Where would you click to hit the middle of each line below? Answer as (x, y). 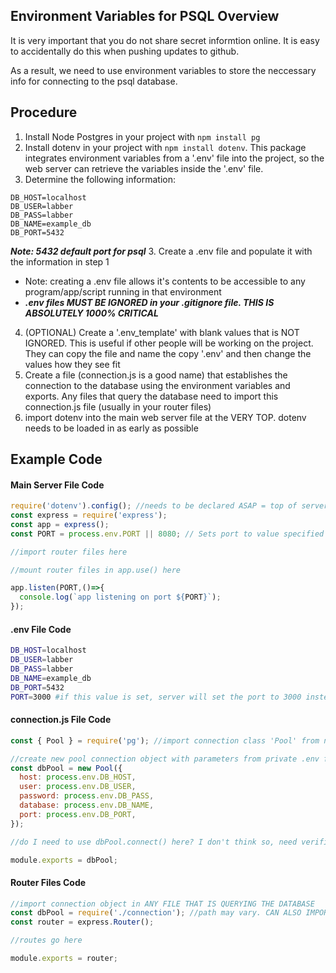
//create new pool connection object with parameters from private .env (165, 759)
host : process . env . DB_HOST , (78, 777)
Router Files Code (48, 882)
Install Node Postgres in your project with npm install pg (142, 136)
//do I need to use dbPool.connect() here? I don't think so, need (154, 842)
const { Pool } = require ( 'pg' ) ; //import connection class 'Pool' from (165, 740)
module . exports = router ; (64, 959)
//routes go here (46, 940)
